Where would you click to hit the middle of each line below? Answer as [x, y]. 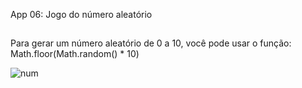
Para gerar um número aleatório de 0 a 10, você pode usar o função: [151, 43]
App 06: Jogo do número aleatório [81, 14]
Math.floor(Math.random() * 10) [75, 54]
